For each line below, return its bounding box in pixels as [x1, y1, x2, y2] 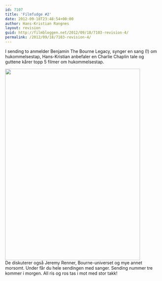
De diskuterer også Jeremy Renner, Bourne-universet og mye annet [5, 260, 143, 266]
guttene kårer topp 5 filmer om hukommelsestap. [5, 59, 104, 65]
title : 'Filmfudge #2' [5, 12, 52, 17]
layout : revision [5, 26, 41, 31]
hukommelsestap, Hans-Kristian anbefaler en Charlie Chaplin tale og [5, 53, 144, 59]
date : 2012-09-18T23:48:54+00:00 [5, 16, 74, 21]
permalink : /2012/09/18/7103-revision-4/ [5, 35, 92, 40]
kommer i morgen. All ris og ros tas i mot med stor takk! [5, 270, 118, 276]
